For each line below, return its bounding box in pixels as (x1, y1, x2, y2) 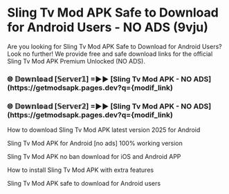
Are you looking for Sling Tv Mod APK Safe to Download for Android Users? (7, 42, 223, 50)
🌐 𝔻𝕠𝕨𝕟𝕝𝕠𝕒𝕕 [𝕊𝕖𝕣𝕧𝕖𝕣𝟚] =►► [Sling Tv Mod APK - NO (7, 101, 192, 111)
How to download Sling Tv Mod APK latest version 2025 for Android (7, 126, 201, 134)
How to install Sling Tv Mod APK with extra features (7, 166, 154, 174)
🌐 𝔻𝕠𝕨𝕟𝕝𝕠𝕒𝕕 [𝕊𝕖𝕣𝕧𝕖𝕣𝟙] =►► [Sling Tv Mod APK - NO (7, 74, 192, 84)
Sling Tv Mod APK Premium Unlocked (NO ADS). (7, 57, 145, 65)
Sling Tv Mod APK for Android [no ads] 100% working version (7, 139, 183, 148)
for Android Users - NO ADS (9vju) (7, 19, 209, 35)
